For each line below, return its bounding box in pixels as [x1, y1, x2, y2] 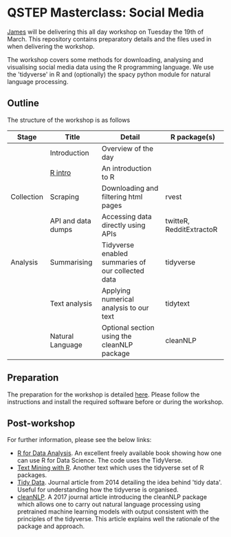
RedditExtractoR [164, 224, 218, 234]
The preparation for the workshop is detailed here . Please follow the [7, 390, 200, 399]
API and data [49, 215, 91, 225]
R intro [49, 167, 71, 177]
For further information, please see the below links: [7, 436, 152, 444]
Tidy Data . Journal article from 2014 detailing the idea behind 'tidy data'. [16, 478, 222, 487]
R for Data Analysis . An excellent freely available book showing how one [16, 449, 222, 457]
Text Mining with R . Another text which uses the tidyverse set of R [16, 463, 204, 472]
